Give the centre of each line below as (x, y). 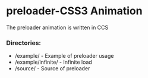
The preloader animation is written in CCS (57, 27)
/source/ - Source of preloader (52, 68)
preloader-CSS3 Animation (74, 11)
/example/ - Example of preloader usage (64, 56)
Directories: (24, 43)
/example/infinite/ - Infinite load (53, 62)
